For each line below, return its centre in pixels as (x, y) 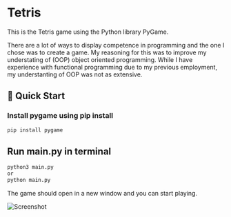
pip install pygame (35, 130)
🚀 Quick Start (36, 96)
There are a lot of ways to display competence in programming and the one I (116, 45)
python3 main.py (30, 167)
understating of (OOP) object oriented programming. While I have (100, 59)
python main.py (29, 180)
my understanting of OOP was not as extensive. (75, 74)
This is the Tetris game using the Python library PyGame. (88, 32)
